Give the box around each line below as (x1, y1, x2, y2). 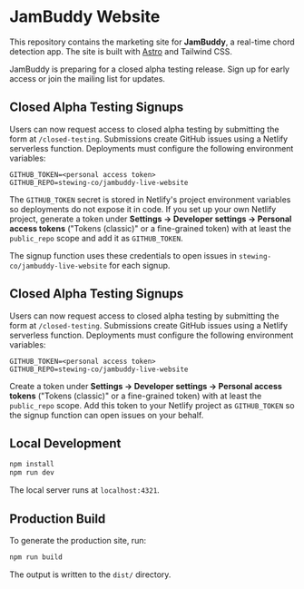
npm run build (9, 552, 64, 562)
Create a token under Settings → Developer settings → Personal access (9, 380, 283, 391)
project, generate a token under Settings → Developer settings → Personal (9, 213, 292, 224)
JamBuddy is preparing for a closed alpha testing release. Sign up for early (9, 64, 290, 74)
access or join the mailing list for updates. (9, 73, 166, 83)
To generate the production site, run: (9, 535, 147, 545)
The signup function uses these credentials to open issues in (9, 250, 238, 260)
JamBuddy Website (9, 6, 161, 27)
